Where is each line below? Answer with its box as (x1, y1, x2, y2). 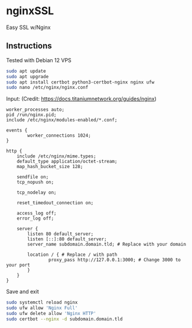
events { (6, 127, 28, 134)
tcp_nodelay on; (17, 189, 57, 196)
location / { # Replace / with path (27, 252, 118, 258)
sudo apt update (6, 68, 46, 74)
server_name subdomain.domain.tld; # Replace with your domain (27, 242, 186, 247)
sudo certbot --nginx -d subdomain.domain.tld (6, 316, 123, 322)
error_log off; (17, 216, 54, 221)
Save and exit (6, 288, 40, 295)
